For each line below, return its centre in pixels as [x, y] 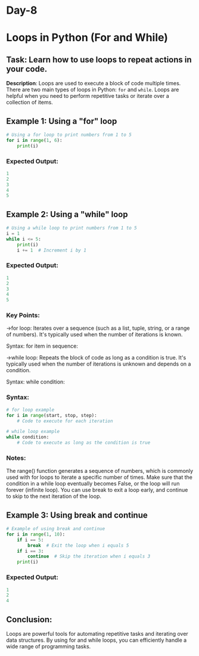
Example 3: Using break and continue [77, 515]
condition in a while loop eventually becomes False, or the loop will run [93, 484]
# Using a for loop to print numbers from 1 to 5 [69, 135]
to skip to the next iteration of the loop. [54, 496]
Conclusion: [29, 619]
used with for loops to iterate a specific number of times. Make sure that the [99, 477]
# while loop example [33, 432]
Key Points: [23, 315]
